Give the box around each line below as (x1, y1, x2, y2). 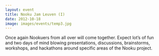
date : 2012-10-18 (5, 16, 41, 21)
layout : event (5, 7, 35, 12)
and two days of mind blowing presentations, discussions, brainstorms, (5, 40, 150, 46)
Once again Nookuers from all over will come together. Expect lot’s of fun (5, 35, 154, 41)
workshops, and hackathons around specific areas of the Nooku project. (5, 45, 153, 51)
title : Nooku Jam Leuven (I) (5, 12, 65, 17)
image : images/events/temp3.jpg (5, 21, 72, 26)
